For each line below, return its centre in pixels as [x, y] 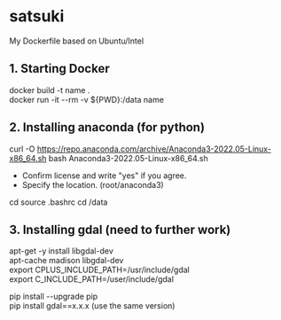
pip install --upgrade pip [54, 297]
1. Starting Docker [59, 69]
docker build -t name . [50, 90]
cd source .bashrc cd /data [59, 202]
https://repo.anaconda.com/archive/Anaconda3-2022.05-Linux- [154, 149]
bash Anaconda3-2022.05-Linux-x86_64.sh [128, 158]
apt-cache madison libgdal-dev [66, 261]
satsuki [37, 16]
